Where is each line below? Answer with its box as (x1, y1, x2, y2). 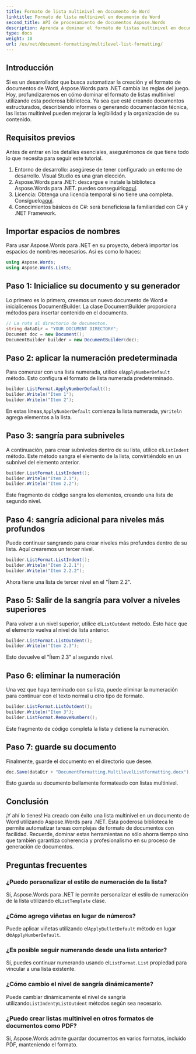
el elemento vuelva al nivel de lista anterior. (6, 626, 110, 633)
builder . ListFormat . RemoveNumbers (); (6, 714, 98, 720)
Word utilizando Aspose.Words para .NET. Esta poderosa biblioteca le (6, 818, 174, 826)
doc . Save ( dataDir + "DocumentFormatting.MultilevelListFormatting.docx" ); (6, 769, 192, 775)
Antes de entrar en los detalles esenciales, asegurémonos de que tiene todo (6, 148, 190, 155)
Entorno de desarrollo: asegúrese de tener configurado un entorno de (14, 166, 183, 173)
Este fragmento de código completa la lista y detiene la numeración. (6, 725, 170, 732)
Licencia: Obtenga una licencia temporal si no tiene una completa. (14, 191, 173, 198)
